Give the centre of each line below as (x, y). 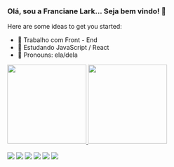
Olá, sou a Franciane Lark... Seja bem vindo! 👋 (87, 11)
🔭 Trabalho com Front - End (58, 40)
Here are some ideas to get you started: (65, 27)
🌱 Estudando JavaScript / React (63, 48)
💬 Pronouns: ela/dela (48, 55)
